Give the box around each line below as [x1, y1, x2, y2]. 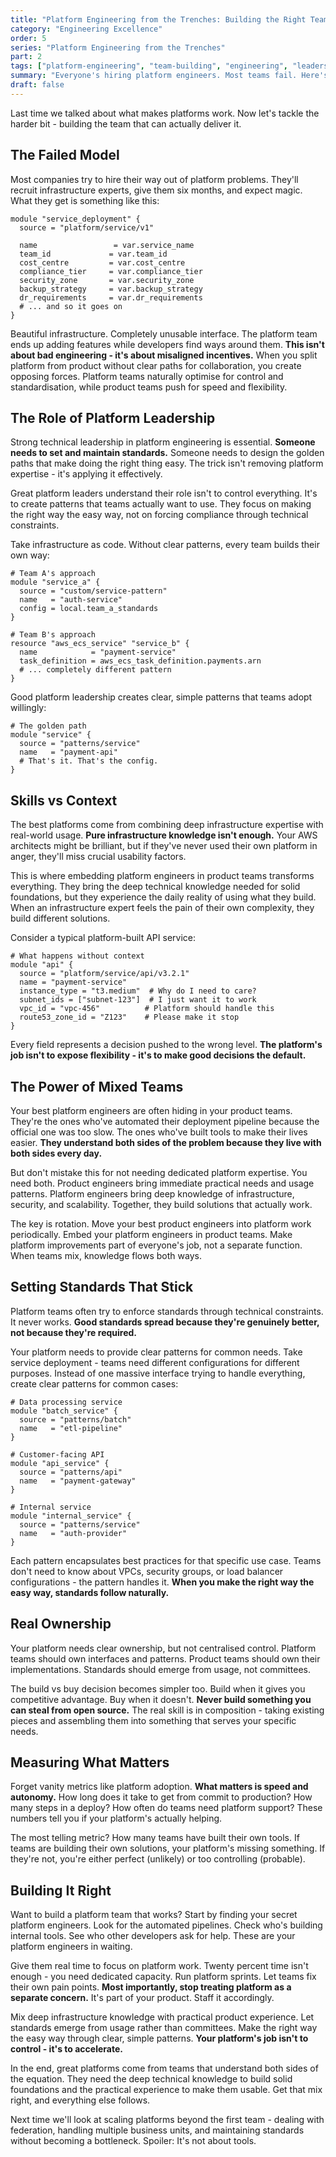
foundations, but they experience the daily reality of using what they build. [10, 891, 317, 903]
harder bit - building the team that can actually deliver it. [10, 117, 242, 130]
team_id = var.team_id [19, 249, 168, 259]
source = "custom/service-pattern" [19, 586, 168, 596]
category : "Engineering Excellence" [10, 24, 163, 34]
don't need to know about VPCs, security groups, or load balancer [10, 1565, 284, 1577]
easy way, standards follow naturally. [10, 1586, 170, 1598]
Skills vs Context [10, 792, 118, 809]
